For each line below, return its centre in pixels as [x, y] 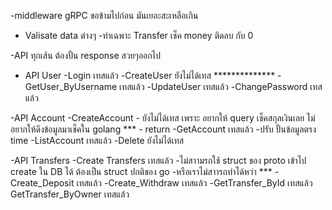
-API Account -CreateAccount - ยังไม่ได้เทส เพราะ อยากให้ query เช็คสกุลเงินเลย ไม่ [163, 118]
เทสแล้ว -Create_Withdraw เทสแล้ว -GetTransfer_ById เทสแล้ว [194, 183]
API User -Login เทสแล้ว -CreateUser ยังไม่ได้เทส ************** [150, 75]
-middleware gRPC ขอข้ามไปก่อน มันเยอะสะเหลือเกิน [104, 15]
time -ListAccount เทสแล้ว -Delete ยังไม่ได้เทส [97, 140]
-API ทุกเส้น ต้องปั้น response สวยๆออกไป [85, 55]
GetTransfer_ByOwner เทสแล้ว [70, 194]
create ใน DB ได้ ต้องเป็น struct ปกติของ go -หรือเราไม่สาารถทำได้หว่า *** [141, 171]
